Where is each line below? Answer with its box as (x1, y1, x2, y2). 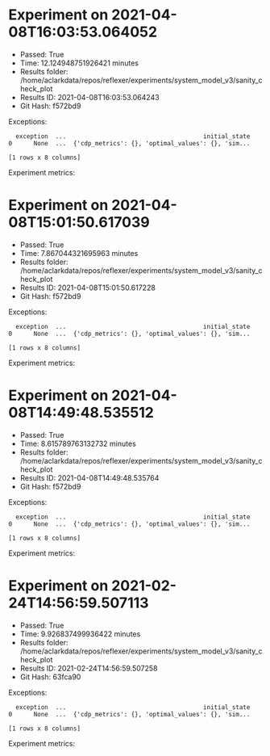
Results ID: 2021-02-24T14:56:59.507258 (19, 663, 158, 673)
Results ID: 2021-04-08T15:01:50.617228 (19, 283, 156, 292)
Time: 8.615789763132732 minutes (19, 439, 137, 448)
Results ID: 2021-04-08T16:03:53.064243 (19, 92, 160, 102)
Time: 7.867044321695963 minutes (19, 248, 139, 258)
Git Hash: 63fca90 (19, 672, 81, 682)
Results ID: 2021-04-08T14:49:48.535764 (19, 472, 160, 482)
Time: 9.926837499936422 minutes (19, 628, 141, 639)
